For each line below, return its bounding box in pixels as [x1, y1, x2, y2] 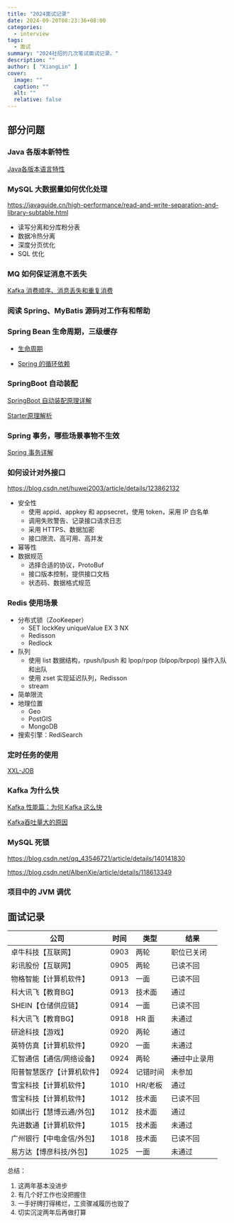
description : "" [7, 57, 55, 64]
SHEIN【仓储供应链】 [11, 1001, 83, 1011]
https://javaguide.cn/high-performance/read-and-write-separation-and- [7, 200, 219, 209]
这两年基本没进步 [17, 1182, 68, 1190]
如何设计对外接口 [7, 467, 66, 477]
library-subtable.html [7, 208, 69, 216]
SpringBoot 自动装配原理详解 [7, 396, 92, 404]
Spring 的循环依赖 [17, 359, 70, 367]
